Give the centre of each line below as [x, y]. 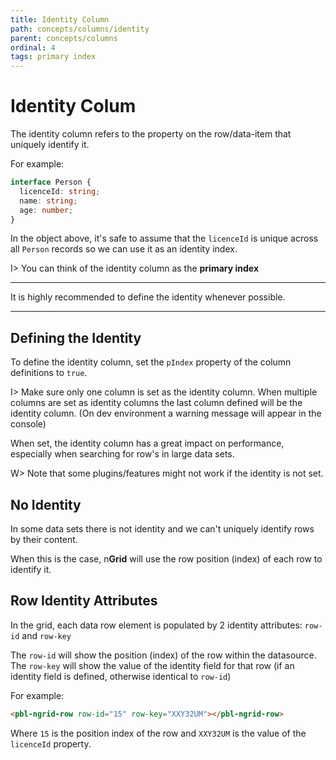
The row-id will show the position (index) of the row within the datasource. [163, 655]
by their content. [44, 540]
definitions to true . [49, 373]
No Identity [46, 504]
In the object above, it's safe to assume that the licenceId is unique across [164, 238]
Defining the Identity [76, 337]
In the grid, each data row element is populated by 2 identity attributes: [156, 625]
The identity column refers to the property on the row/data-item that [151, 134]
